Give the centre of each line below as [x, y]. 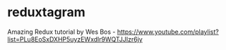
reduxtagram [47, 12]
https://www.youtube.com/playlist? [168, 32]
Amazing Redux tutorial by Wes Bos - [61, 32]
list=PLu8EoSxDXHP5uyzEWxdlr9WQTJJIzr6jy [75, 39]
